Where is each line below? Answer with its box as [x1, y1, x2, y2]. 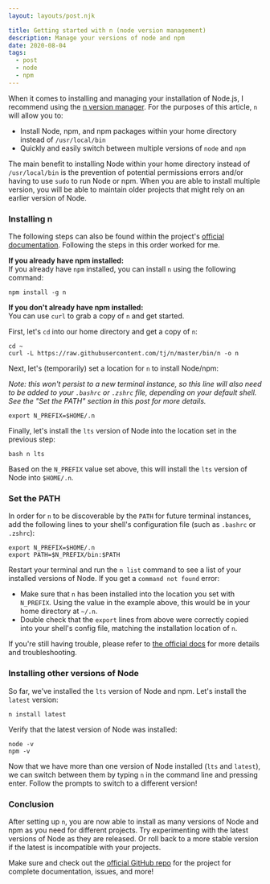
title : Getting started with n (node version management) [8, 26, 207, 35]
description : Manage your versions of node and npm [8, 34, 185, 42]
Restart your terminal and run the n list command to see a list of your [8, 565, 242, 575]
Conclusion [8, 799, 55, 810]
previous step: [8, 434, 56, 444]
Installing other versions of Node [8, 668, 139, 679]
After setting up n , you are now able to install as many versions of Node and [8, 816, 259, 826]
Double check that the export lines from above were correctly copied [19, 615, 249, 625]
